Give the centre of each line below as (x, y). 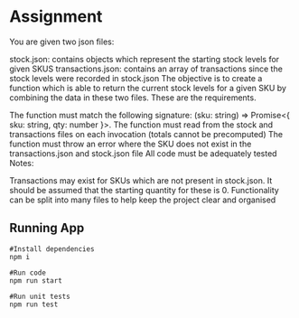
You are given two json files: (62, 42)
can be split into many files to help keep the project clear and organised (143, 200)
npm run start (36, 281)
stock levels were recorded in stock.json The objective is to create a (136, 78)
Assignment (56, 17)
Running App (47, 228)
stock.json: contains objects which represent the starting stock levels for (145, 59)
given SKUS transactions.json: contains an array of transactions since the (146, 69)
